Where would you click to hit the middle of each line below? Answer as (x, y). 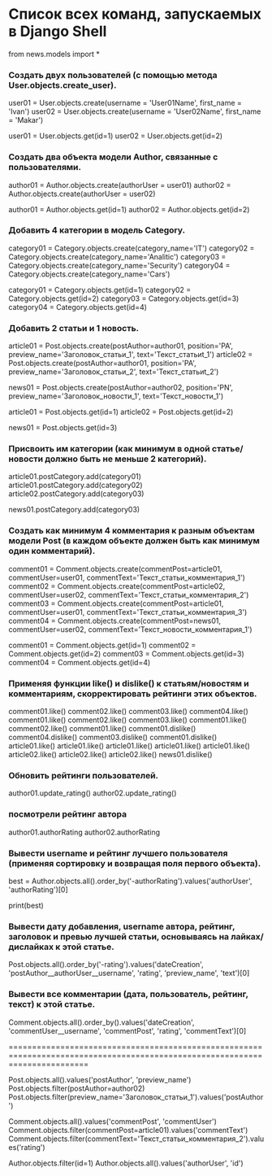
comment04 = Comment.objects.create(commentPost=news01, (115, 621)
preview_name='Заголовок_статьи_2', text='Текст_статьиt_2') (114, 372)
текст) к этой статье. (52, 1004)
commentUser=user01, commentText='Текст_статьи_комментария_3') (128, 612)
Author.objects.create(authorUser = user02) (82, 194)
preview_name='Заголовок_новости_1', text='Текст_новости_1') (116, 396)
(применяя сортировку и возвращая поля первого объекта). (135, 863)
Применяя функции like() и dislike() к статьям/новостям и (129, 683)
